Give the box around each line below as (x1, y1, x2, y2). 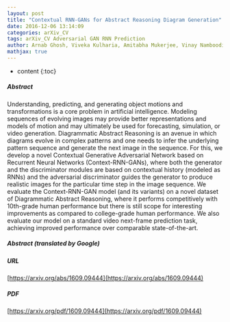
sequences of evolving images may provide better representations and (7, 114, 207, 123)
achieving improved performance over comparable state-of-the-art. (7, 223, 199, 232)
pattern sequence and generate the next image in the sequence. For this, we (7, 143, 223, 151)
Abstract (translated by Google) (7, 239, 101, 247)
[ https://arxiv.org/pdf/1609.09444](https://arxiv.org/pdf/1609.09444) (7, 307, 202, 315)
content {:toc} (16, 66, 57, 75)
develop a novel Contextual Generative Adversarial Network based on (7, 151, 204, 159)
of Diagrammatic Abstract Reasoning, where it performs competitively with (7, 195, 218, 203)
